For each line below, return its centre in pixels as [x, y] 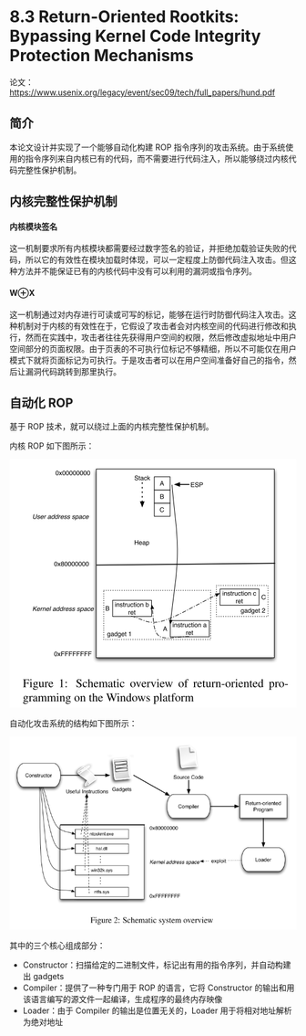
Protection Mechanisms [102, 56]
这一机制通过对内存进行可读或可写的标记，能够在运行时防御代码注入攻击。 [149, 314]
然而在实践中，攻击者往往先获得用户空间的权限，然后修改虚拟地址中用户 [161, 337]
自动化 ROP [41, 402]
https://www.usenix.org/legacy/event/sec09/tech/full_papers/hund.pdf [143, 92]
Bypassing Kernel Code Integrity [135, 36]
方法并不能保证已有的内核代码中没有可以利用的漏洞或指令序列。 [137, 271]
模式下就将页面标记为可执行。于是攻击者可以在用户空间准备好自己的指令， [149, 360]
